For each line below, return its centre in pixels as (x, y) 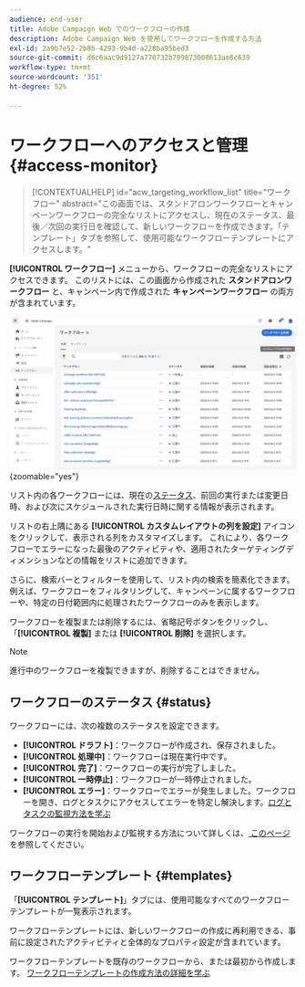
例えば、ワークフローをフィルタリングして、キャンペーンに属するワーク (144, 591)
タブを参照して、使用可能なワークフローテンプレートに (183, 237)
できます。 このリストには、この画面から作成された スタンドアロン (159, 279)
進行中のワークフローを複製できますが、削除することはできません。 (137, 670)
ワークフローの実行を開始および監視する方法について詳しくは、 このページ (150, 833)
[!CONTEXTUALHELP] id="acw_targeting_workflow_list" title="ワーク (161, 192)
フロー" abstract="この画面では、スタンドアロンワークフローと (151, 203)
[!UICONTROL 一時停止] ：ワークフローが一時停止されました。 (139, 780)
